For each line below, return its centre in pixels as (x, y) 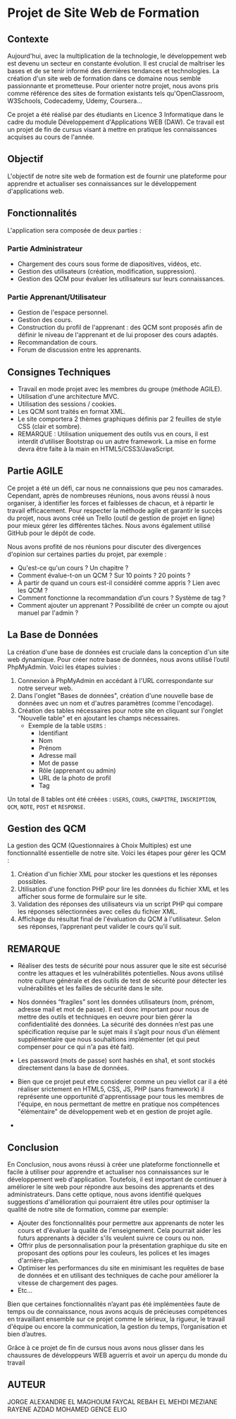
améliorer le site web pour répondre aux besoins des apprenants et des (111, 1187)
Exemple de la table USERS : (67, 725)
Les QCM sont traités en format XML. (72, 412)
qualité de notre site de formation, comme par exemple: (88, 1210)
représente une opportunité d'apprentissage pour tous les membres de (120, 1097)
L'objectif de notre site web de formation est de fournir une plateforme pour (117, 176)
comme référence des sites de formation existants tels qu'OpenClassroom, (116, 93)
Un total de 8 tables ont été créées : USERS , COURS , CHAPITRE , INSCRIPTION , (112, 799)
